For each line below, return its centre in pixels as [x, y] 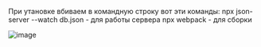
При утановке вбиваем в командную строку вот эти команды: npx [121, 11]
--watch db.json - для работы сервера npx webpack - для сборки [142, 20]
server [19, 20]
